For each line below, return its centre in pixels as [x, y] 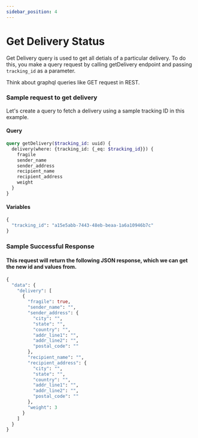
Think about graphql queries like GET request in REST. [73, 82]
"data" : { [24, 285]
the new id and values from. [41, 267]
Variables [19, 207]
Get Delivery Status [56, 41]
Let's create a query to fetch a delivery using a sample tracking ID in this [95, 111]
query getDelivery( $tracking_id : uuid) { [59, 144]
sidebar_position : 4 [32, 12]
